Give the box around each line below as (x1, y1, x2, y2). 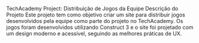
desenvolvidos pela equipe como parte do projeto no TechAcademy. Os (6, 18, 183, 24)
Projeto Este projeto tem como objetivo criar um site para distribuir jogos (6, 11, 186, 18)
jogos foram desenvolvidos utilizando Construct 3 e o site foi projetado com (6, 24, 194, 31)
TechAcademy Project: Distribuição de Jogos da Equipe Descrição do (6, 5, 179, 12)
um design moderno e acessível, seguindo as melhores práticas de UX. (6, 30, 182, 37)
